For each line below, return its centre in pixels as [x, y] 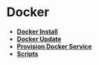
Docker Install [37, 31]
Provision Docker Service [54, 46]
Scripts [28, 54]
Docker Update [39, 38]
